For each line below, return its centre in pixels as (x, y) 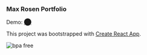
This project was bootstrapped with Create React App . (74, 34)
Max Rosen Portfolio (36, 9)
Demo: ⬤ (19, 22)
